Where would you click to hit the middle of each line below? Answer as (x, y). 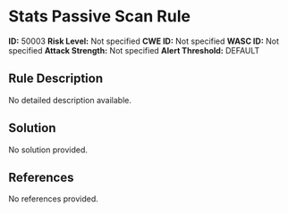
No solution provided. (48, 150)
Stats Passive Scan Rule (100, 16)
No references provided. (54, 199)
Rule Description (56, 79)
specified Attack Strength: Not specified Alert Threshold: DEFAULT (134, 50)
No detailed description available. (70, 100)
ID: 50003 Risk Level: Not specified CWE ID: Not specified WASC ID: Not (144, 41)
